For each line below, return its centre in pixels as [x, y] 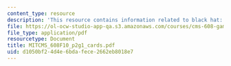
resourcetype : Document [41, 39]
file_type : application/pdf [47, 33]
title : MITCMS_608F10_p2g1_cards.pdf [61, 45]
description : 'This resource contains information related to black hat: [115, 20]
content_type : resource [41, 13]
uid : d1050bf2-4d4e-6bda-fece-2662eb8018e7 [70, 52]
